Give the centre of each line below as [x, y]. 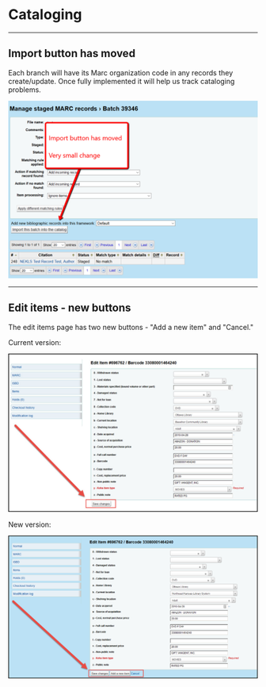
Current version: [35, 342]
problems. [25, 90]
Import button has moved [72, 54]
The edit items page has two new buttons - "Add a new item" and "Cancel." [131, 327]
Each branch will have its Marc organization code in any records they [121, 72]
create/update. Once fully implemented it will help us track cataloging [122, 81]
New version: [30, 524]
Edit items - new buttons [70, 308]
